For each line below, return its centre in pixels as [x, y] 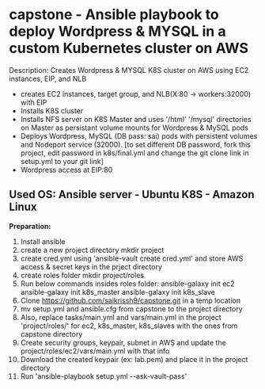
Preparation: [30, 226]
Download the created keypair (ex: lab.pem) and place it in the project [134, 359]
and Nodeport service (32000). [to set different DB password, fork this [136, 144]
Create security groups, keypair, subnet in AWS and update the [123, 342]
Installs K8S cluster [52, 111]
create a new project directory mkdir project [92, 250]
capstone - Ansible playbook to [114, 15]
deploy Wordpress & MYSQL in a [117, 31]
